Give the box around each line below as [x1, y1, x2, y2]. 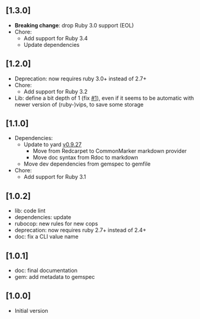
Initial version [14, 307, 48, 314]
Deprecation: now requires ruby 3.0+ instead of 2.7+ [14, 75, 147, 82]
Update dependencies [23, 41, 80, 48]
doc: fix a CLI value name [14, 233, 79, 240]
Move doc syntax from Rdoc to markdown [32, 154, 138, 161]
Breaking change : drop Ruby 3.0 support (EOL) [14, 21, 134, 29]
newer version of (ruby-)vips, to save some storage [14, 100, 144, 108]
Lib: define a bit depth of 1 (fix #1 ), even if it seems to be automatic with [14, 94, 195, 102]
